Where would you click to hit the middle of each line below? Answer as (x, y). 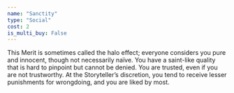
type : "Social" (29, 20)
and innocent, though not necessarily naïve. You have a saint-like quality (111, 60)
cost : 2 (19, 26)
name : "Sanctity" (32, 14)
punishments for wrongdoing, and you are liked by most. (88, 82)
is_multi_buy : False (37, 33)
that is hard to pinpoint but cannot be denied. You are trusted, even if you (112, 67)
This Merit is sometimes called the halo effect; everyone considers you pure (117, 53)
